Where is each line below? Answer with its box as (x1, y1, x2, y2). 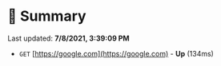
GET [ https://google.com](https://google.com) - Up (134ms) (18, 49, 214, 58)
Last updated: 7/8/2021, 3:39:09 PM (7, 33, 130, 43)
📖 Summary (7, 7, 86, 25)
